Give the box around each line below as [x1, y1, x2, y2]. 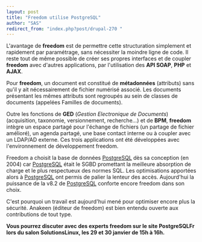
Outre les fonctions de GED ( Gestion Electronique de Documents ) [6, 110, 169, 118]
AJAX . [6, 68, 23, 75]
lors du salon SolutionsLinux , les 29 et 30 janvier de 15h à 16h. [6, 229, 165, 236]
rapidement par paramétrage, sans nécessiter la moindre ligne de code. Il [6, 49, 189, 56]
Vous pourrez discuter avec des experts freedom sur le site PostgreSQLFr [6, 223, 195, 230]
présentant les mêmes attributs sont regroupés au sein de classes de [6, 92, 178, 100]
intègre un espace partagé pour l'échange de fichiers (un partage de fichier [6, 123, 194, 130]
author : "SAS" [6, 20, 42, 26]
